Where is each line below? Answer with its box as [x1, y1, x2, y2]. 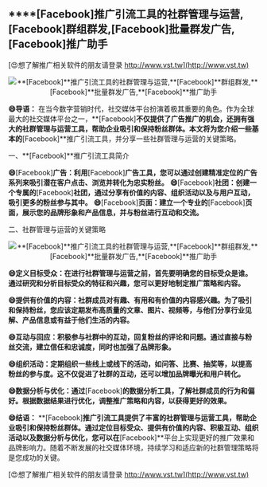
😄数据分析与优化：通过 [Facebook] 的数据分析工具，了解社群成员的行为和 [8, 386, 248, 395]
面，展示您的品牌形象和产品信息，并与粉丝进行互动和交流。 [8, 207, 203, 217]
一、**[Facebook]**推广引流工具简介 [8, 151, 130, 160]
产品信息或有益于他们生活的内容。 [21, 315, 133, 324]
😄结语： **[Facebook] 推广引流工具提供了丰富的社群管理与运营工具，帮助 [8, 413, 250, 422]
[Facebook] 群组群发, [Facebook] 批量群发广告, [8, 22, 236, 36]
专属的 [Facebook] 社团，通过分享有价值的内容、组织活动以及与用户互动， [14, 187, 255, 197]
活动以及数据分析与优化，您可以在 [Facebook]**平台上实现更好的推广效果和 [8, 433, 255, 442]
